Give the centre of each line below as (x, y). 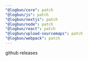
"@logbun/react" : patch (31, 29)
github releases (22, 53)
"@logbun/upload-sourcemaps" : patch (44, 34)
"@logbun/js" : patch (27, 15)
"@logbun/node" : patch (29, 24)
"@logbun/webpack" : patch (33, 39)
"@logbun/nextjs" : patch (32, 19)
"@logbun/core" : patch (29, 10)
